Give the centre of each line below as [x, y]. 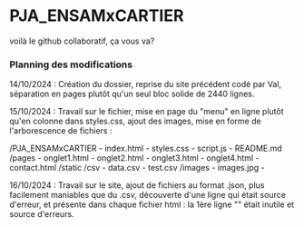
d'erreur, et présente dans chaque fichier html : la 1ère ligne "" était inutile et [152, 204]
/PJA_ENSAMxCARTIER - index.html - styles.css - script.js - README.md [146, 148]
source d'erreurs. [42, 214]
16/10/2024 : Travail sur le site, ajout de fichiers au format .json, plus [137, 185]
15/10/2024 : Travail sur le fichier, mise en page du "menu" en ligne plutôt [147, 112]
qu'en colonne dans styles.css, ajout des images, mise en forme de [135, 121]
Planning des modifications [71, 64]
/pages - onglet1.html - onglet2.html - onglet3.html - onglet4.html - [135, 158]
